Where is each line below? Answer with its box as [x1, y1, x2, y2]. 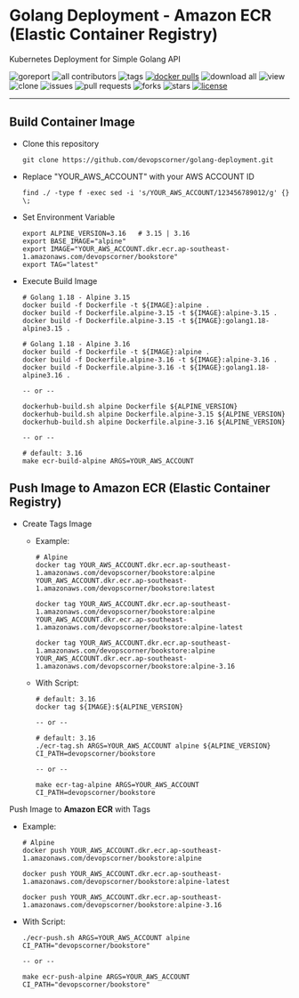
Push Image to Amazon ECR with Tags [9, 803, 151, 815]
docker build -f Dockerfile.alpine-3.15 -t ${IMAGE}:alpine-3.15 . [21, 308, 278, 317]
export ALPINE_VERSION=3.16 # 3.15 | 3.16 [21, 229, 190, 238]
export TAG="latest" [21, 260, 99, 269]
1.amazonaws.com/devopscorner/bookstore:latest [35, 584, 215, 593]
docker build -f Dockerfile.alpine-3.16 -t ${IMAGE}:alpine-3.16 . [21, 355, 278, 364]
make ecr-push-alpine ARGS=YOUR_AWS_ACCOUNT [21, 972, 190, 981]
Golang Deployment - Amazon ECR [9, 5, 272, 26]
